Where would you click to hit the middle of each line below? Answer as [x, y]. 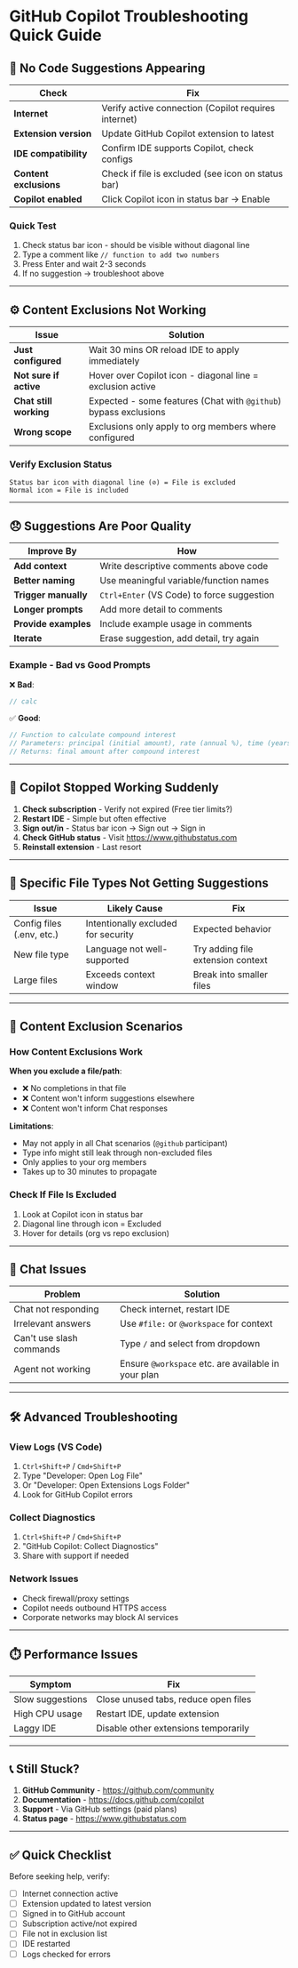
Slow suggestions [51, 1699]
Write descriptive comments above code [184, 566]
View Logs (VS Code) [56, 1447]
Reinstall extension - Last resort [82, 847]
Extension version [53, 133]
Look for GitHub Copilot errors [77, 1495]
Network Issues [44, 1578]
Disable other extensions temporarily [173, 1728]
